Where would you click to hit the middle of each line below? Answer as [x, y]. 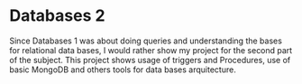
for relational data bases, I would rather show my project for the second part [151, 50]
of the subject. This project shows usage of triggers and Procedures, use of [150, 60]
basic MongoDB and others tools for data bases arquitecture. [123, 70]
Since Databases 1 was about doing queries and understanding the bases [146, 41]
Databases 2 [57, 16]
